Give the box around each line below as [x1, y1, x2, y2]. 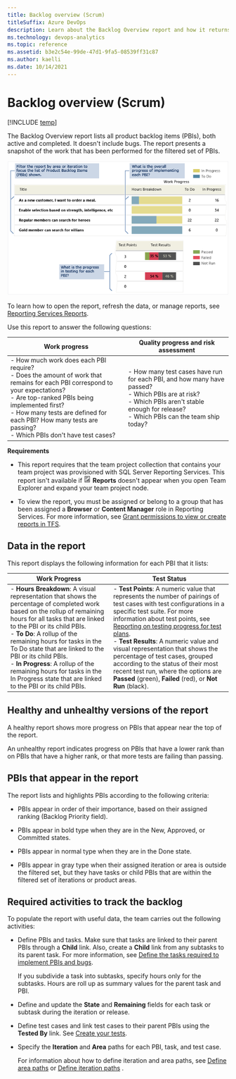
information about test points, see [113, 615, 211, 623]
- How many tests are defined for [10, 409, 107, 417]
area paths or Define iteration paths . [17, 1064, 124, 1073]
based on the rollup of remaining [10, 607, 105, 616]
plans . [113, 629, 131, 638]
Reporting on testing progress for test [113, 622, 222, 631]
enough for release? [127, 405, 186, 413]
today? [127, 419, 148, 428]
